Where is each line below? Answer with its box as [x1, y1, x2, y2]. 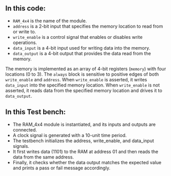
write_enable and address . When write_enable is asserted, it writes [5, 76, 147, 82]
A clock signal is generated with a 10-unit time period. [12, 132, 127, 138]
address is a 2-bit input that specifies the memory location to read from [12, 23, 163, 29]
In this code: [5, 4, 46, 13]
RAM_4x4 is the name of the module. [12, 17, 87, 24]
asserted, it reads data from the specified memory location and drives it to [5, 87, 163, 94]
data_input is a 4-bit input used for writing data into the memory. [12, 45, 150, 51]
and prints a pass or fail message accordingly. [12, 165, 110, 171]
